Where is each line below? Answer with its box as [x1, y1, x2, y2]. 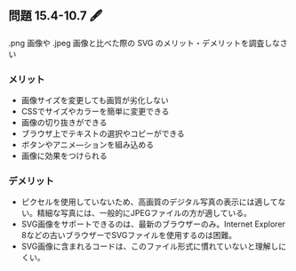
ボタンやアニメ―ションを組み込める [20, 139, 155, 150]
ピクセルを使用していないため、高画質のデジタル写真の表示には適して [20, 196, 278, 207]
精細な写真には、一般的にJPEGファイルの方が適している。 [36, 208, 252, 219]
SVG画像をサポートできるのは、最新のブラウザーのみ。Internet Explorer [20, 219, 286, 229]
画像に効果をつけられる [20, 150, 108, 162]
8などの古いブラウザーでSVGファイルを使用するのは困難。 [20, 230, 237, 241]
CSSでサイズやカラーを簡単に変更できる [20, 106, 170, 117]
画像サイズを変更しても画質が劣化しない [20, 95, 170, 106]
